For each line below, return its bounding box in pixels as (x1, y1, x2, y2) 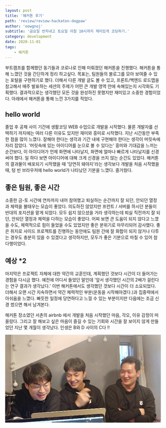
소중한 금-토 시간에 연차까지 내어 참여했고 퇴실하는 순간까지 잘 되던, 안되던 (5, 197, 148, 203)
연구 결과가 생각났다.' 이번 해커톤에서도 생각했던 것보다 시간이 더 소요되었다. (10, 283, 157, 289)
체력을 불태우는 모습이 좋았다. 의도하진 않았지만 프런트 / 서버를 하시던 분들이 (10, 204, 157, 210)
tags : (5, 45, 16, 50)
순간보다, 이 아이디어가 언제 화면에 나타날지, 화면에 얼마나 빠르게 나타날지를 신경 (5, 149, 160, 155)
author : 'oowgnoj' (5, 24, 43, 29)
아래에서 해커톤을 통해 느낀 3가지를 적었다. (11, 96, 94, 102)
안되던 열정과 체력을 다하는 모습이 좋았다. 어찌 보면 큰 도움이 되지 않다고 (11, 216, 150, 222)
